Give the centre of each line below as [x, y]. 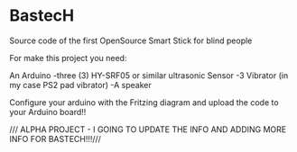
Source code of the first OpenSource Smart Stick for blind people [131, 40]
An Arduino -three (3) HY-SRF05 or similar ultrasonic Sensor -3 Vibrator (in [149, 75]
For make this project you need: [68, 58]
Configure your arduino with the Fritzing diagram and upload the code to [144, 102]
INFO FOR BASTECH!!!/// [56, 139]
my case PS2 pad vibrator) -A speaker [80, 85]
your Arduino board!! [48, 112]
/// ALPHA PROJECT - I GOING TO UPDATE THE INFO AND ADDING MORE [148, 129]
